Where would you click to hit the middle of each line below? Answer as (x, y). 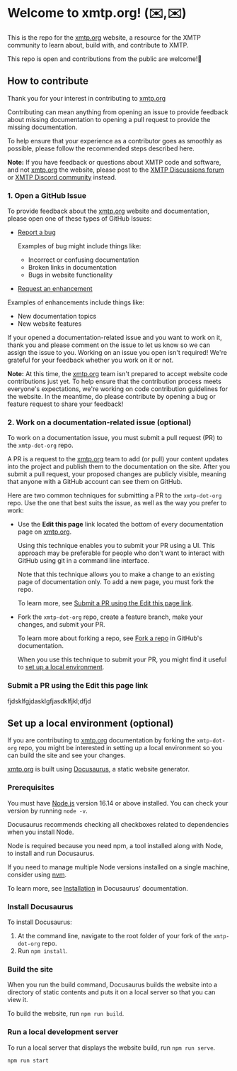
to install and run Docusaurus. (51, 853)
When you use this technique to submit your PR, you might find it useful (122, 659)
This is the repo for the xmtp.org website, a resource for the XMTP (104, 37)
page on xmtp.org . (45, 532)
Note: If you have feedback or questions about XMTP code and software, (114, 162)
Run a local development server (63, 1032)
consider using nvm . (37, 874)
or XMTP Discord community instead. (62, 177)
